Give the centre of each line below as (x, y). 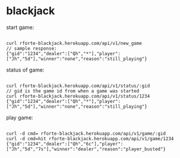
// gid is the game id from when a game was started (73, 91)
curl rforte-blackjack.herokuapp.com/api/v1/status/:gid (78, 86)
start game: (20, 27)
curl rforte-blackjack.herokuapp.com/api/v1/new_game (74, 43)
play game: (20, 117)
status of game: (25, 70)
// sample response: (32, 49)
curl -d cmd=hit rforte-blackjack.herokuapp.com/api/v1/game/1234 (90, 138)
